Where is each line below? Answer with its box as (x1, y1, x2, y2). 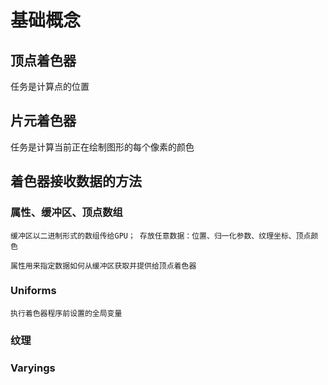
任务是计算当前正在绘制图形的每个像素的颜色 (10, 141, 195, 153)
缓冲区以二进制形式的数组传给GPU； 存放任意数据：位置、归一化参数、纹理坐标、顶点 (10, 231, 312, 241)
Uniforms (10, 284, 57, 298)
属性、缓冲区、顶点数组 (10, 206, 123, 220)
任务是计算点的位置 (10, 81, 90, 92)
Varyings (10, 361, 56, 375)
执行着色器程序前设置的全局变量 (10, 308, 123, 318)
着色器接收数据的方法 (10, 173, 142, 190)
